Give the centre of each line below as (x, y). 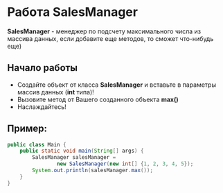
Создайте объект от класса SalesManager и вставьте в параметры (117, 85)
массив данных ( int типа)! (56, 92)
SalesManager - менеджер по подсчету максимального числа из (104, 31)
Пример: (27, 129)
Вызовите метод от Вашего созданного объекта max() (98, 99)
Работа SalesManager (73, 12)
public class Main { (37, 144)
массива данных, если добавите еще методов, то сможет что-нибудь (110, 38)
